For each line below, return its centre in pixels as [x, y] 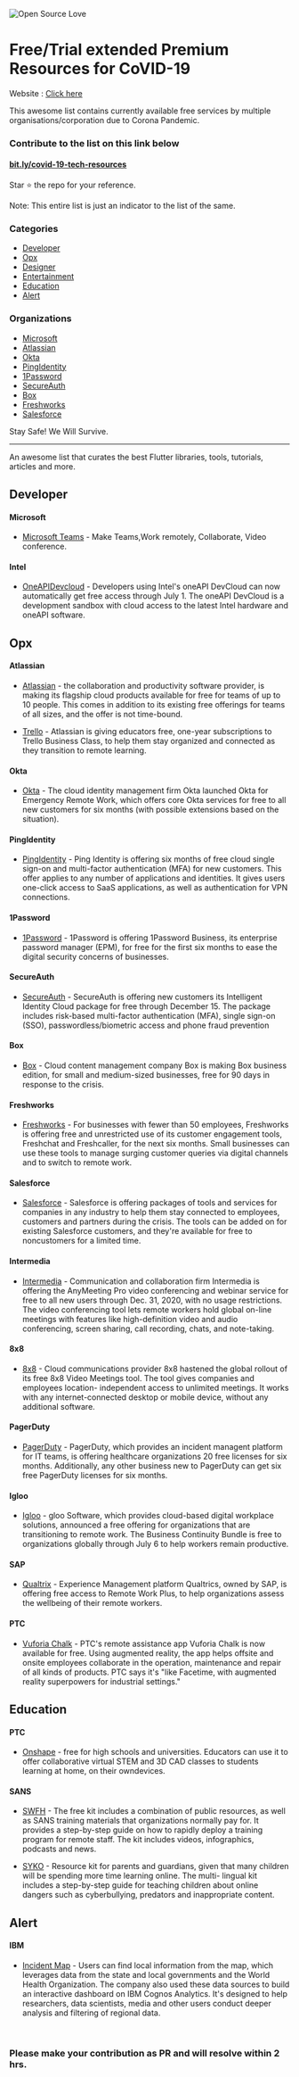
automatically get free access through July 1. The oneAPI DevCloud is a [153, 596]
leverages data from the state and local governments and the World [146, 1975]
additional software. [58, 1406]
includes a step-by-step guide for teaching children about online [140, 1885]
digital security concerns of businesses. [95, 956]
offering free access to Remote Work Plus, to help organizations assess [153, 1593]
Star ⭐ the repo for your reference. [73, 185]
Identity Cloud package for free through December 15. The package [146, 1006]
